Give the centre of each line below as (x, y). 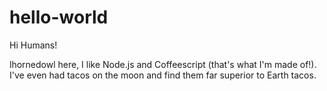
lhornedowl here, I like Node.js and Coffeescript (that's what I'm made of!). (163, 64)
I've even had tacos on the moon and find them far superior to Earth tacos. (163, 75)
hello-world (59, 17)
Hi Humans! (33, 45)
